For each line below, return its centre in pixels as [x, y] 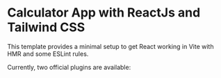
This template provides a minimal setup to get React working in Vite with [110, 46]
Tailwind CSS [46, 27]
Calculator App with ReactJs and [104, 13]
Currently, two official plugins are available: [69, 67]
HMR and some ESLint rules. [48, 54]
